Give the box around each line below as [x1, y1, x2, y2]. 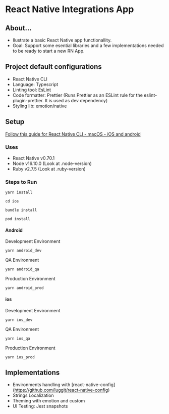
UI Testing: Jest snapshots [12, 403, 68, 409]
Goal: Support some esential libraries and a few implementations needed [12, 43, 164, 49]
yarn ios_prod [5, 354, 35, 360]
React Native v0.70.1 [12, 155, 55, 161]
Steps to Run [5, 178, 37, 185]
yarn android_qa [5, 267, 39, 272]
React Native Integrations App [5, 4, 134, 15]
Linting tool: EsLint [12, 87, 51, 93]
